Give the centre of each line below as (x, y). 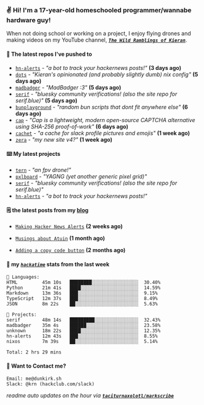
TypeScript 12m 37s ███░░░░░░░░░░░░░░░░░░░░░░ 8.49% (82, 299)
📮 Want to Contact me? (36, 366)
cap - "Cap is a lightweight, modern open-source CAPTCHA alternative (105, 120)
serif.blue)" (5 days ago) (46, 100)
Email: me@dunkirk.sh (34, 379)
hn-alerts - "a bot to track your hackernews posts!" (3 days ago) (98, 67)
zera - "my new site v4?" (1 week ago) (64, 139)
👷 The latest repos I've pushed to (49, 54)
